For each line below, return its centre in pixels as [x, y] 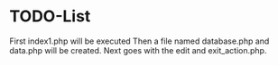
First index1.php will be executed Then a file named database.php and [139, 41]
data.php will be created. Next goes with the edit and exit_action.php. [138, 50]
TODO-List [50, 16]
